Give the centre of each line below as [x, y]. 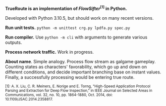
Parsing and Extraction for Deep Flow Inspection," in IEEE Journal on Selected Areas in [79, 90]
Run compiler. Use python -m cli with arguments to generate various [76, 37]
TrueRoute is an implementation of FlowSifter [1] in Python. [66, 8]
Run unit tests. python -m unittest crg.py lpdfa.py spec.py [68, 28]
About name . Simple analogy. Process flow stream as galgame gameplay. [81, 61]
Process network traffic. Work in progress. [50, 52]
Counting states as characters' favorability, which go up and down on [76, 67]
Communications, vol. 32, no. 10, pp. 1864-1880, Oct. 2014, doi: [59, 95]
